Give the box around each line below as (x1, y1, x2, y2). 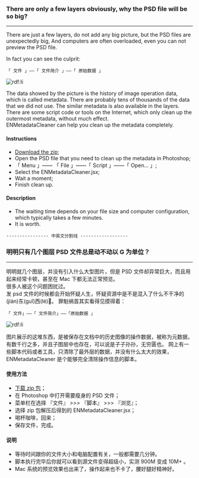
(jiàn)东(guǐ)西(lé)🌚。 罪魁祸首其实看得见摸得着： (6, 297, 126, 305)
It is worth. (14, 220, 41, 227)
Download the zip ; (14, 148, 59, 156)
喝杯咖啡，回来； (14, 414, 57, 422)
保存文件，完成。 (14, 422, 57, 429)
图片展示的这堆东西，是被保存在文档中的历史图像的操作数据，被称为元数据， (6, 333, 193, 340)
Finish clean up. (14, 181, 54, 188)
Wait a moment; (14, 175, 53, 182)
